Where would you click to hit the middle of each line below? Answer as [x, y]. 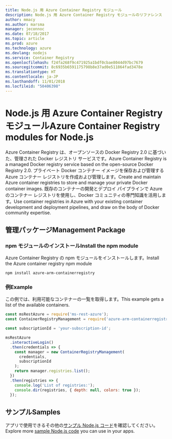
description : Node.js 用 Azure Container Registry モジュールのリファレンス [84, 15]
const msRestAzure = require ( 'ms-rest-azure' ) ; [57, 315]
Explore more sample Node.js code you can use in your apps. [70, 431]
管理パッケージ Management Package [65, 230]
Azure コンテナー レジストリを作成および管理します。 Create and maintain [83, 177]
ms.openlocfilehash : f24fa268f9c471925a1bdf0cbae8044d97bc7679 [74, 62]
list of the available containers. [38, 305]
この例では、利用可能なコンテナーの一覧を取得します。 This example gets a [84, 299]
